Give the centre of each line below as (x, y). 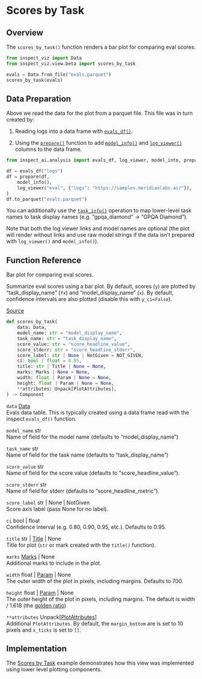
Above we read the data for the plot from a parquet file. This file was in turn (99, 113)
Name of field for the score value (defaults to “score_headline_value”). (93, 473)
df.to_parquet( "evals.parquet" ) (47, 199)
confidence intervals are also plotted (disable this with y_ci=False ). (89, 299)
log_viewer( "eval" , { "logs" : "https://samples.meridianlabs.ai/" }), (105, 188)
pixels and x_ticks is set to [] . (44, 630)
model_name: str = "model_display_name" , (69, 333)
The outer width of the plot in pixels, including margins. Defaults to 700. (95, 581)
